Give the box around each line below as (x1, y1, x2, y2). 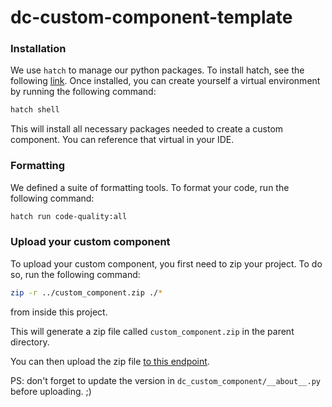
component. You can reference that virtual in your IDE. (10, 134, 235, 146)
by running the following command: (10, 86, 157, 98)
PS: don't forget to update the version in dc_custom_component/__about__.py (10, 374, 321, 386)
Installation (10, 42, 67, 56)
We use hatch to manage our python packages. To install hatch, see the (10, 64, 305, 76)
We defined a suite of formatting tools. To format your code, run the (10, 181, 290, 193)
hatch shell (10, 105, 60, 115)
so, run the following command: (10, 268, 141, 280)
